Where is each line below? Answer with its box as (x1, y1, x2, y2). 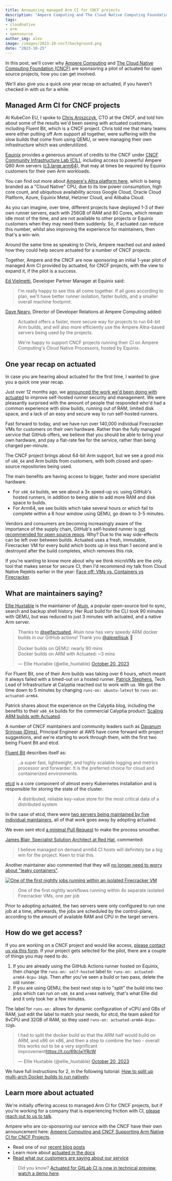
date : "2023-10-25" (5, 46, 47, 51)
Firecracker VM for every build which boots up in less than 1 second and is (5, 542, 163, 548)
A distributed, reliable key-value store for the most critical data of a (17, 796, 160, 802)
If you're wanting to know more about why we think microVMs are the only (5, 558, 162, 564)
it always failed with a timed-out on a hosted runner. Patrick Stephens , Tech (5, 676, 165, 682)
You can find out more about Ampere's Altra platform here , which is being (5, 178, 161, 184)
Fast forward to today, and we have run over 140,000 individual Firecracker (5, 421, 164, 427)
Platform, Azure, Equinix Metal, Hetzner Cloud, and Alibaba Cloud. (5, 195, 145, 201)
